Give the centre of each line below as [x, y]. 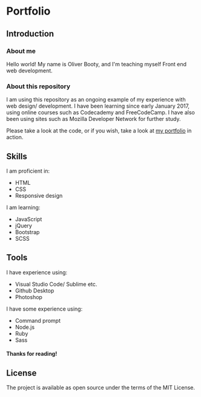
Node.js [25, 327]
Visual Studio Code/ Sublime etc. [56, 284]
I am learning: [23, 207]
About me [21, 51]
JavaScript [28, 219]
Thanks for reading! [32, 354]
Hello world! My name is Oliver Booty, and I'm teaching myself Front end [96, 64]
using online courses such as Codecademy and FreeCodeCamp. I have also [100, 112]
